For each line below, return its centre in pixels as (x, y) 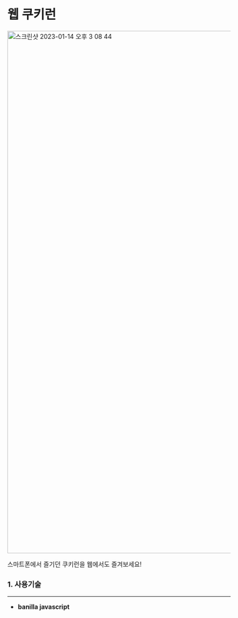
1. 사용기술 (24, 584)
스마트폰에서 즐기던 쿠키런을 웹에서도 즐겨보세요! (75, 564)
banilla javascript (44, 607)
